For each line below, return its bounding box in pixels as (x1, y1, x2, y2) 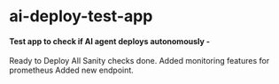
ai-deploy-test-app (9, 6, 153, 27)
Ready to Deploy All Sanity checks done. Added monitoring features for (9, 56, 270, 66)
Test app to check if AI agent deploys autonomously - (9, 35, 211, 46)
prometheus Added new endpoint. (9, 65, 135, 76)
